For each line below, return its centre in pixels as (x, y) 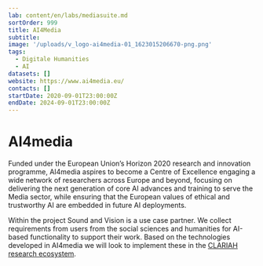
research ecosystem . (42, 254)
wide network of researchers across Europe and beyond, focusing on (121, 180)
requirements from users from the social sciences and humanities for (120, 229)
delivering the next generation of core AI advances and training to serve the (131, 188)
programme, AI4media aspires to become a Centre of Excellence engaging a (132, 172)
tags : (17, 52)
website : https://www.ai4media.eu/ (66, 81)
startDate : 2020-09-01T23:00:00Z (63, 96)
